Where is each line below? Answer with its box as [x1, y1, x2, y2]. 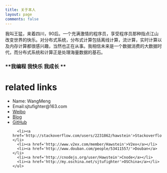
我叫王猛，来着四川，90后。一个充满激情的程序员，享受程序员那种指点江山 [5, 31, 159, 37]
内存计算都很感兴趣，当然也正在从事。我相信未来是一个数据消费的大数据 [9, 43, 158, 49]
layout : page [5, 12, 32, 17]
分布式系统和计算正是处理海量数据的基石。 [18, 49, 105, 55]
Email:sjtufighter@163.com [12, 103, 68, 109]
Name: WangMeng [12, 98, 51, 104]
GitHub [12, 119, 27, 125]
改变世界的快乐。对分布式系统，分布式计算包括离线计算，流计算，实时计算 [5, 37, 158, 43]
